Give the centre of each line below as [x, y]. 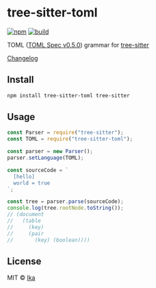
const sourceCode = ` [38, 170]
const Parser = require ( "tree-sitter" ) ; [66, 133]
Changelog [23, 58]
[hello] [24, 176]
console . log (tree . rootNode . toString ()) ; [66, 208]
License [24, 261]
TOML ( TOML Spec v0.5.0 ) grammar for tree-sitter [78, 45]
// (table [24, 221]
